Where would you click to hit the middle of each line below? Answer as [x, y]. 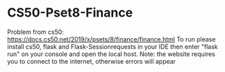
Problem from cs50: [36, 32]
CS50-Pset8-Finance [70, 13]
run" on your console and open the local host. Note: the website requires [111, 54]
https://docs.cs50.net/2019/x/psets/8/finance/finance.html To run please [111, 39]
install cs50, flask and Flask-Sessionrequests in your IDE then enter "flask [113, 46]
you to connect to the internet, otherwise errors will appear [91, 61]
